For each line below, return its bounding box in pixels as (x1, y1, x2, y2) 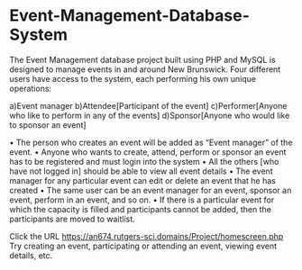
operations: (9, 83, 52, 94)
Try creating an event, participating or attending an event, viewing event (9, 240, 278, 251)
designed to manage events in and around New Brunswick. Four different (9, 64, 281, 75)
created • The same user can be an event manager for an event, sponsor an (9, 184, 292, 195)
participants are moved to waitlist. (9, 213, 135, 224)
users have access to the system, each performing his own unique (9, 73, 257, 84)
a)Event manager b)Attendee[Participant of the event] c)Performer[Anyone (9, 100, 288, 111)
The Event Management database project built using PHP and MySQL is (9, 54, 277, 65)
